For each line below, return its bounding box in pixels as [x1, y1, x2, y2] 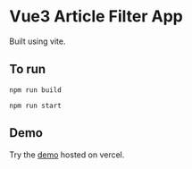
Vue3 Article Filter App [9, 6, 183, 27]
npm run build [9, 85, 63, 95]
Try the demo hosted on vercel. [9, 149, 125, 160]
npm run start [9, 101, 63, 110]
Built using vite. [9, 36, 66, 46]
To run [9, 62, 46, 77]
